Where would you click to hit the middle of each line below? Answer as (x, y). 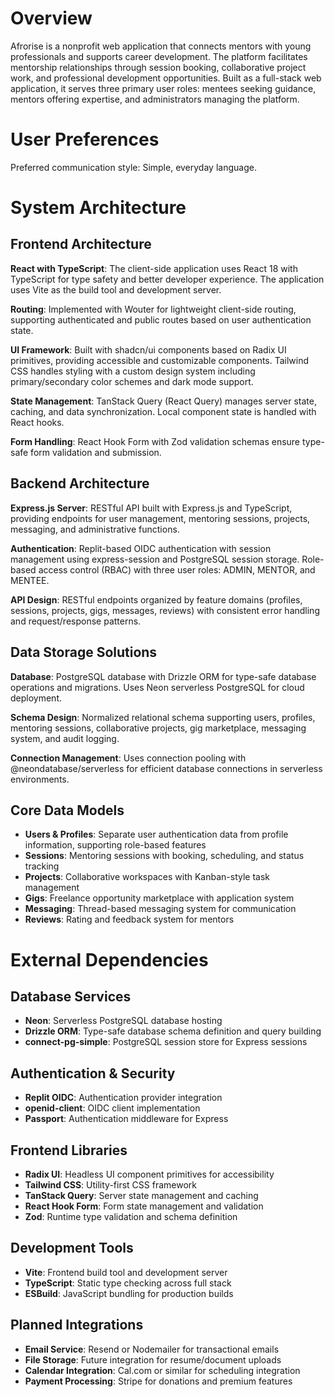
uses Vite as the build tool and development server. (116, 289)
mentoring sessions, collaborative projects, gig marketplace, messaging (158, 728)
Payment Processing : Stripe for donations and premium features (158, 1381)
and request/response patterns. (76, 621)
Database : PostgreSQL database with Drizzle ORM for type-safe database (163, 676)
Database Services (71, 996)
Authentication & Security (93, 1073)
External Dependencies (109, 959)
